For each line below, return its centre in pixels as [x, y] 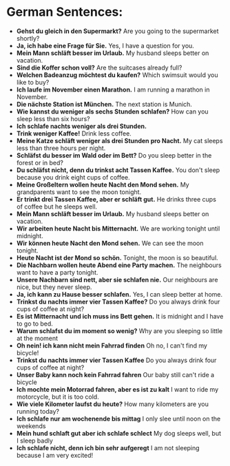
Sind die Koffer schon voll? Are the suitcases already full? [99, 67]
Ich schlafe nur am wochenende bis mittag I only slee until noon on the [118, 419]
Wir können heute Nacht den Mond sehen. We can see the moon [110, 243]
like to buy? [33, 82]
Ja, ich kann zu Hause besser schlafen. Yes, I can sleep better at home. [119, 294]
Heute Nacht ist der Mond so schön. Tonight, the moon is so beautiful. [117, 257]
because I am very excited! [55, 455]
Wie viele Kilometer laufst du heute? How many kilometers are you [113, 404]
